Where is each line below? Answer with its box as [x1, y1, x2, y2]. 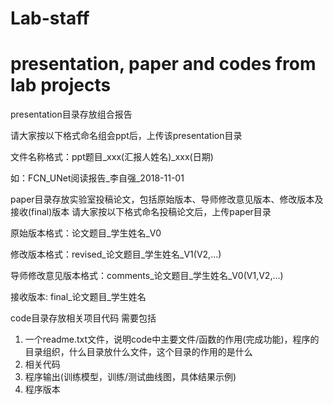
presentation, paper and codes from [10, 53, 317, 76]
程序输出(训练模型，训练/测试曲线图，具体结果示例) [24, 371, 237, 383]
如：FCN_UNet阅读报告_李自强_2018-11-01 [10, 172, 185, 184]
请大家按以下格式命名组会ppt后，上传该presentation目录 [10, 130, 243, 142]
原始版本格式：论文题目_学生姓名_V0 [10, 227, 162, 239]
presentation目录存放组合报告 [10, 108, 133, 121]
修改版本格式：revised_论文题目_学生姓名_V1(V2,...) [10, 248, 222, 261]
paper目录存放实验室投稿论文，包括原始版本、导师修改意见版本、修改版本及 [10, 193, 324, 206]
